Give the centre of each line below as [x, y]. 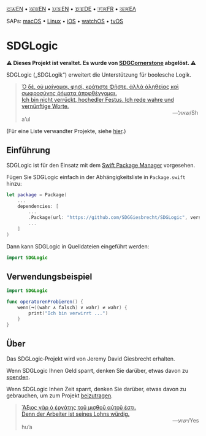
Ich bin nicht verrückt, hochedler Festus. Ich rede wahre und [98, 99]
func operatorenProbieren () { [45, 302]
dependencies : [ [38, 206]
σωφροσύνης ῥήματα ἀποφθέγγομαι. [69, 93]
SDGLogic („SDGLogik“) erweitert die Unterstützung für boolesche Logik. [99, 75]
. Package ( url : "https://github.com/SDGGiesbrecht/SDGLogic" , [108, 218]
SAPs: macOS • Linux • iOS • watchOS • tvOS [65, 21]
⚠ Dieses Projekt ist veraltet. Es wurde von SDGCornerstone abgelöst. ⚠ [101, 63]
